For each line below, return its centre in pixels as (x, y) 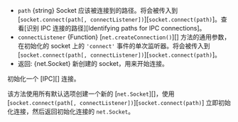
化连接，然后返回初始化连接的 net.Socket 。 (71, 111)
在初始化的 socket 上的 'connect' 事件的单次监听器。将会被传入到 (114, 46)
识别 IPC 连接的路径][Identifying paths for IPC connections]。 (116, 28)
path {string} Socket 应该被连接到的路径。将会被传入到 (98, 10)
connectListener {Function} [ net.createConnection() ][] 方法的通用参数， (124, 37)
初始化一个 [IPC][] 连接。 (44, 79)
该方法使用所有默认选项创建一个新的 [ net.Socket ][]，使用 (91, 94)
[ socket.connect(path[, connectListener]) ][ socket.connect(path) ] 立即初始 (119, 102)
